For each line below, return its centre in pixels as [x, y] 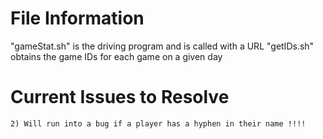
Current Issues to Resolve [120, 97]
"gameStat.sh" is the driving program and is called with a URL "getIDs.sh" [162, 46]
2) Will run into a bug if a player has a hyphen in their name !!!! [158, 123]
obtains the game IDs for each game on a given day [116, 56]
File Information [77, 18]
